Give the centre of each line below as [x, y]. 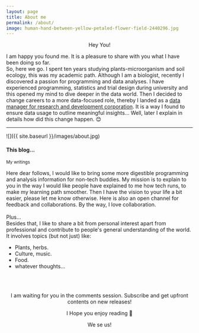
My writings [18, 162]
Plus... [14, 217]
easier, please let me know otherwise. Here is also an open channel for [92, 198]
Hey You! [99, 45]
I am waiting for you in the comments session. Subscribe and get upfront [99, 296]
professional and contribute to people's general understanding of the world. [99, 230]
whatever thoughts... [40, 266]
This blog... [21, 150]
